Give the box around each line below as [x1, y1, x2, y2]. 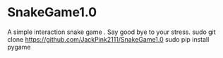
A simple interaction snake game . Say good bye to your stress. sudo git [7, 28, 217, 36]
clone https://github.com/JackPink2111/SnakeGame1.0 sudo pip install [7, 35, 210, 43]
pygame [7, 42, 31, 51]
